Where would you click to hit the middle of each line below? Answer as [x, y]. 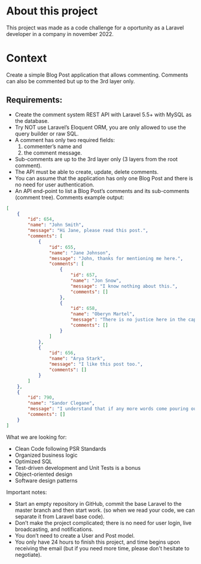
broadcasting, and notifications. [54, 529]
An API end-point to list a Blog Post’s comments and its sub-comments [102, 191]
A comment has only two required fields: [65, 140]
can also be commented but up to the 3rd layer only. [71, 81]
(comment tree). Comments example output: [69, 197]
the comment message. [53, 153]
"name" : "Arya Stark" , [77, 359]
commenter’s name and [53, 146]
